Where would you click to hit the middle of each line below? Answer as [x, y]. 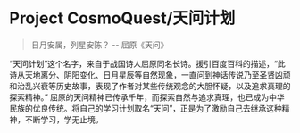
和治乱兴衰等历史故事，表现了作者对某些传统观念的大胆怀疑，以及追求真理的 [150, 86]
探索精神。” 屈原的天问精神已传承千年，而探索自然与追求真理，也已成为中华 [147, 97]
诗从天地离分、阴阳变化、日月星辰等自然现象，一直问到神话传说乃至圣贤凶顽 [150, 75]
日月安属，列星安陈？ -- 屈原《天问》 [100, 45]
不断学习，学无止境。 [64, 119]
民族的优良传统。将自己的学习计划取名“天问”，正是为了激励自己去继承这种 [146, 108]
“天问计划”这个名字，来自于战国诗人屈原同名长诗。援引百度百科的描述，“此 [147, 63]
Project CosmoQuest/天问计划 [122, 18]
